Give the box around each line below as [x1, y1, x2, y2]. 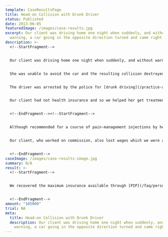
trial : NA [5, 206, 26, 211]
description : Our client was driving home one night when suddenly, [9, 220, 155, 225]
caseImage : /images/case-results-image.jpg [5, 156, 97, 161]
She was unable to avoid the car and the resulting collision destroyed [9, 71, 164, 76]
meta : [5, 211, 16, 216]
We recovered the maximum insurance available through [9, 183, 126, 189]
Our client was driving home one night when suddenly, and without [9, 58, 153, 63]
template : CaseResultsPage [5, 7, 61, 12]
